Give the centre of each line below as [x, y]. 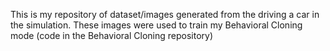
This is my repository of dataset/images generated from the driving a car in [165, 14]
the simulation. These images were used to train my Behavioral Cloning [156, 25]
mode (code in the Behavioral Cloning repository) [111, 35]
